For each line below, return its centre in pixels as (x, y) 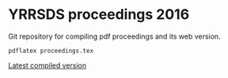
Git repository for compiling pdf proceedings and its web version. (114, 36)
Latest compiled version (47, 65)
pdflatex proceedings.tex (51, 50)
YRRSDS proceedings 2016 (99, 15)
